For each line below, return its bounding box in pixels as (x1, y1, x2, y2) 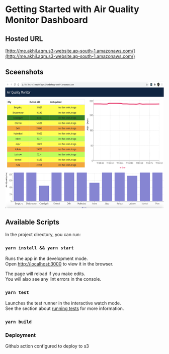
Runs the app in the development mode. (5, 255, 88, 261)
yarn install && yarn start (5, 245, 74, 251)
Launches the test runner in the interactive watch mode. (5, 300, 122, 306)
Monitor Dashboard (5, 14, 88, 26)
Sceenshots (5, 68, 44, 76)
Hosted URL (5, 34, 43, 43)
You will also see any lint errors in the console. (5, 276, 102, 282)
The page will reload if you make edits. (5, 271, 86, 277)
